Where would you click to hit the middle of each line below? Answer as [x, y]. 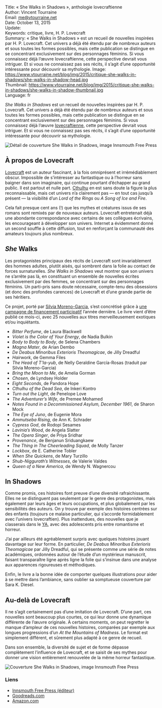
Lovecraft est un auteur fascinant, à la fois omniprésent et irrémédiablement [81, 172]
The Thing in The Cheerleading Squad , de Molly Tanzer [68, 445]
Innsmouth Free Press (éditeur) [43, 690]
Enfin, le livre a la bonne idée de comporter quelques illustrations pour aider [81, 574]
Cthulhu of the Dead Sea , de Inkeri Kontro [54, 388]
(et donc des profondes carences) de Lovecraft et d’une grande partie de [78, 292]
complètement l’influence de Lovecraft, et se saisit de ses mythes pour [76, 652]
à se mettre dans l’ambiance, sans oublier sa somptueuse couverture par [78, 580]
